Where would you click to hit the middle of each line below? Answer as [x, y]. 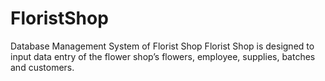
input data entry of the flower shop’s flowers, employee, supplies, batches [163, 56]
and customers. [42, 67]
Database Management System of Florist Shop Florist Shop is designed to [162, 46]
